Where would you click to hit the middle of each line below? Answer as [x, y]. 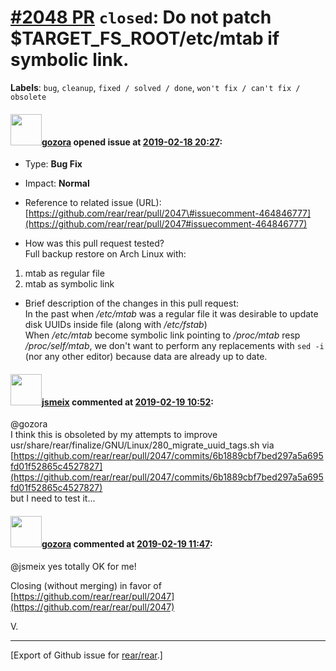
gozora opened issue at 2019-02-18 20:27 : [132, 142]
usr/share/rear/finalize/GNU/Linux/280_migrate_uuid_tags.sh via [142, 445]
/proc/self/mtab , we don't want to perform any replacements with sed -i [174, 346]
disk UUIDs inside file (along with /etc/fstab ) [116, 325]
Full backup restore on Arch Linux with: [105, 254]
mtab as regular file [64, 273]
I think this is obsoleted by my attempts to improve [114, 435]
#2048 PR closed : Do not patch [141, 17]
